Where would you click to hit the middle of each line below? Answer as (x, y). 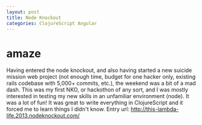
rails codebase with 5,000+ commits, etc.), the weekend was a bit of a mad (101, 84)
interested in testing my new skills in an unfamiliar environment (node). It (98, 96)
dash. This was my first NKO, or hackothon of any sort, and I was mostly (97, 90)
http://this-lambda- (155, 109)
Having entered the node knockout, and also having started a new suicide (99, 70)
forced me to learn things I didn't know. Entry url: (68, 109)
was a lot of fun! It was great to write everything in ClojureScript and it (95, 103)
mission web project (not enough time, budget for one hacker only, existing (101, 77)
